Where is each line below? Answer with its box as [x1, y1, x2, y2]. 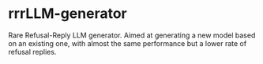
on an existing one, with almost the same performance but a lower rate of [8, 38, 247, 48]
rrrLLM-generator [8, 5, 128, 23]
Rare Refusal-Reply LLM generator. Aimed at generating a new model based [8, 30, 256, 40]
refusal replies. [8, 47, 57, 56]
